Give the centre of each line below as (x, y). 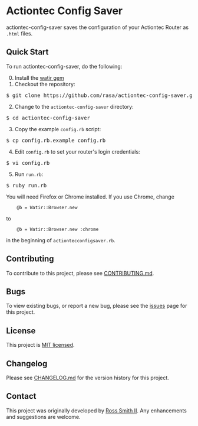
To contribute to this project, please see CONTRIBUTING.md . (80, 273)
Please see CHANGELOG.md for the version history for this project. (88, 378)
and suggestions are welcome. (43, 417)
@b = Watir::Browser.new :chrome (58, 229)
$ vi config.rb (28, 163)
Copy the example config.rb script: (58, 129)
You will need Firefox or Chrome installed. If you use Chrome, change (90, 197)
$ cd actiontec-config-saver (48, 118)
